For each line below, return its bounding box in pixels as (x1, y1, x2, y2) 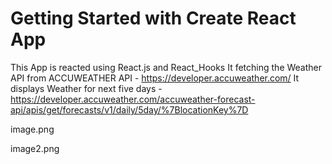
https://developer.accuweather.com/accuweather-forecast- (10, 93, 256, 105)
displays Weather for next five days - (10, 82, 163, 94)
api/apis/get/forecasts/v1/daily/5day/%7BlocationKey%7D (10, 103, 249, 116)
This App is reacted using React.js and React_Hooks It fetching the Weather (10, 61, 323, 73)
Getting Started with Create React (10, 7, 297, 30)
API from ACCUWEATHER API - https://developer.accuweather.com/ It (10, 72, 300, 84)
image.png (10, 123, 55, 135)
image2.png (10, 142, 60, 154)
